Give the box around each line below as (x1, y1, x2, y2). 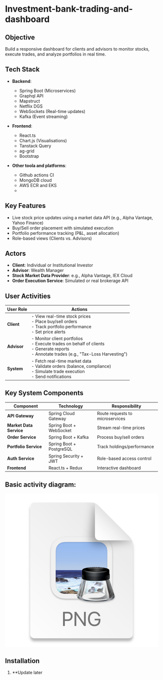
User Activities (5, 292, 51, 300)
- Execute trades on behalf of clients (31, 341, 105, 347)
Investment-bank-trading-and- (5, 3, 133, 15)
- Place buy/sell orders (31, 319, 78, 324)
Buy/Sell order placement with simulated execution (12, 225, 114, 231)
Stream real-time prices (97, 425, 145, 431)
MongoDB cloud (19, 177, 52, 183)
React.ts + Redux (48, 465, 82, 471)
